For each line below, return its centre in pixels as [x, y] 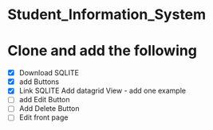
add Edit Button [44, 100]
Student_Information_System [107, 15]
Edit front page [43, 117]
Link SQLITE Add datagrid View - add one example [103, 91]
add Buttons [39, 82]
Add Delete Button [49, 109]
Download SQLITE [49, 73]
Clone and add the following [102, 51]
